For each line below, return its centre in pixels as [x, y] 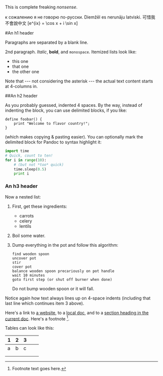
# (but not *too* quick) [39, 165]
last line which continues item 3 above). [45, 303]
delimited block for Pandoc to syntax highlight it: [53, 142]
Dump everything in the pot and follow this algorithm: [65, 245]
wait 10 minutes [28, 275]
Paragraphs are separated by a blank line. [47, 42]
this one [20, 61]
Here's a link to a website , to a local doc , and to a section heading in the [77, 313]
